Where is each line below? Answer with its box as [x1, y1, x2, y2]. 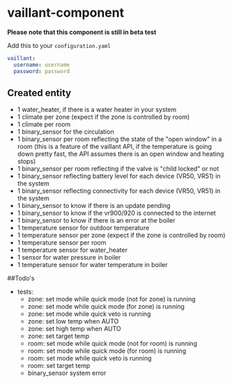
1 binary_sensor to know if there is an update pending [17, 202, 171, 210]
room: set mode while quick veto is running [27, 354, 152, 362]
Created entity [7, 87, 72, 99]
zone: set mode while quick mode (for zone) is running [27, 303, 185, 311]
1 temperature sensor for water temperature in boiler [17, 261, 168, 269]
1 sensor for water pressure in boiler [17, 253, 121, 262]
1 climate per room [17, 120, 71, 129]
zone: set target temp [27, 332, 90, 340]
